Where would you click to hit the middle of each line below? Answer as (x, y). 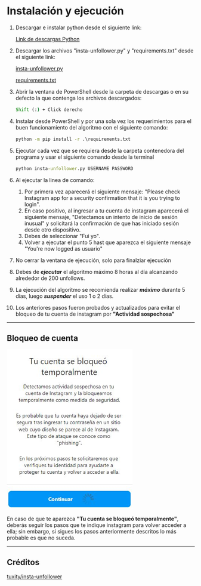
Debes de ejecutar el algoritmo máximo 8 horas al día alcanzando (97, 272)
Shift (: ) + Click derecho (49, 110)
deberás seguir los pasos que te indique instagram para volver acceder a (97, 525)
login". (32, 204)
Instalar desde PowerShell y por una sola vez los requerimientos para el (103, 121)
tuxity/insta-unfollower (35, 576)
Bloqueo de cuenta (42, 338)
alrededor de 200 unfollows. (50, 278)
